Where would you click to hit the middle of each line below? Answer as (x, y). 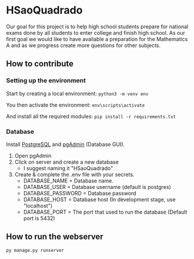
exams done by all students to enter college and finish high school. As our (96, 32)
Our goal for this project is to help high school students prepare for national (97, 26)
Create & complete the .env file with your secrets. (74, 174)
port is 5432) (39, 218)
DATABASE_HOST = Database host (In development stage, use (99, 199)
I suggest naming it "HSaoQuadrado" (68, 168)
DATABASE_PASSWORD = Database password (80, 193)
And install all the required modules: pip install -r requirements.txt (91, 116)
